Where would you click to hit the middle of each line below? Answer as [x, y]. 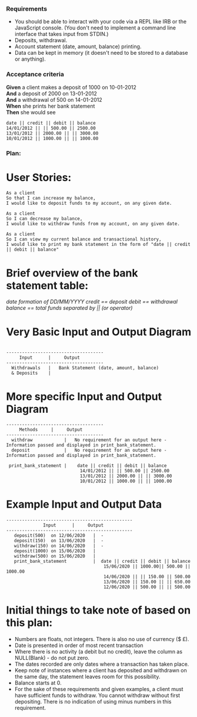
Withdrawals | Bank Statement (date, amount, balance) [85, 368]
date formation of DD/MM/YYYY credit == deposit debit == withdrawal [92, 302]
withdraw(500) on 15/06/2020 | [55, 556]
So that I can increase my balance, [51, 198]
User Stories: [39, 177]
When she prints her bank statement [51, 106]
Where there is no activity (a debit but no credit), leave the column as [98, 652]
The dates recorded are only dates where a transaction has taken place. [102, 664]
